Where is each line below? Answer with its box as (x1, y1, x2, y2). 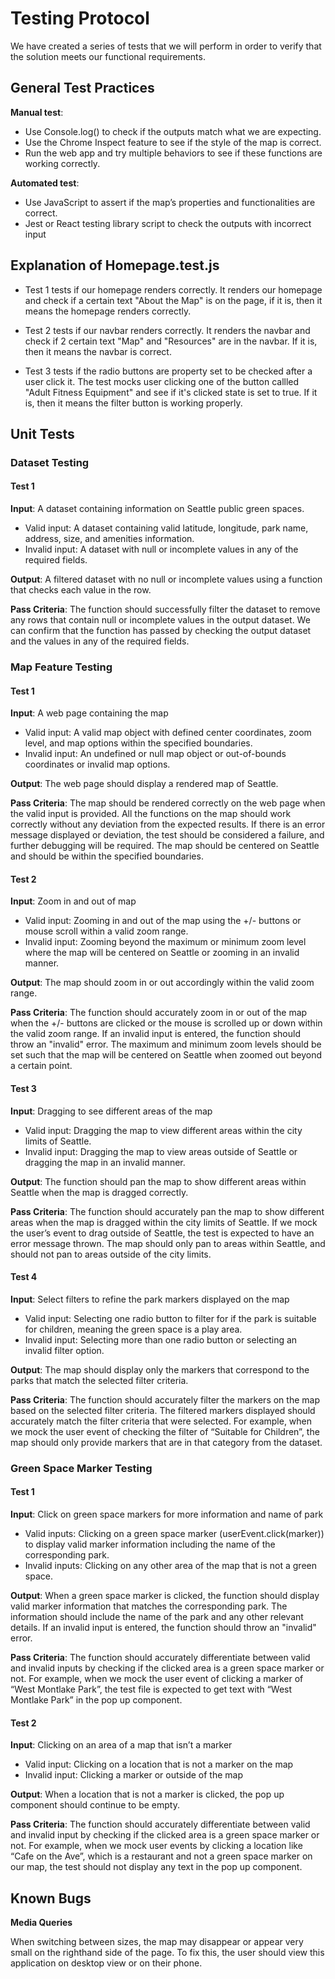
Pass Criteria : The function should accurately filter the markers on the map (10, 1393, 320, 1406)
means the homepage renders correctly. (24, 305, 192, 317)
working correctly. (24, 157, 101, 169)
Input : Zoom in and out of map (10, 895, 137, 907)
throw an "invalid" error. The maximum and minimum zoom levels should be (10, 1038, 322, 1051)
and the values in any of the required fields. (10, 635, 190, 647)
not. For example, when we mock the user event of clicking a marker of (10, 1672, 304, 1684)
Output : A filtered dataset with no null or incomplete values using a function (10, 573, 323, 586)
